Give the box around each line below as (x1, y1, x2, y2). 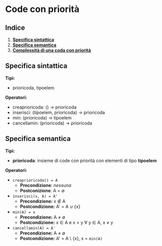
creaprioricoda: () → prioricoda (12, 104, 77, 110)
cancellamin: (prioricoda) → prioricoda (12, 120, 92, 126)
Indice (5, 23, 25, 32)
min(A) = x (12, 209, 36, 214)
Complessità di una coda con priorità (12, 47, 91, 53)
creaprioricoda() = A (12, 177, 58, 183)
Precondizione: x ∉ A (20, 198, 66, 204)
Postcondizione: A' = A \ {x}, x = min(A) (20, 235, 103, 241)
